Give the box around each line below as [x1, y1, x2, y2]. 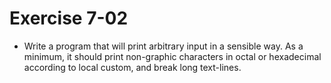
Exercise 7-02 [9, 7, 129, 30]
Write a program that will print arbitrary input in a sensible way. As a [23, 40, 304, 52]
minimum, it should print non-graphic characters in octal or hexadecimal [23, 50, 322, 62]
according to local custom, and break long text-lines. [23, 61, 242, 73]
